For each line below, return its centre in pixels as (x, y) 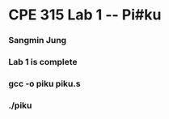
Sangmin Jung (38, 40)
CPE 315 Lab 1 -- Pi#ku (85, 15)
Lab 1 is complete (43, 62)
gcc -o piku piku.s (44, 83)
